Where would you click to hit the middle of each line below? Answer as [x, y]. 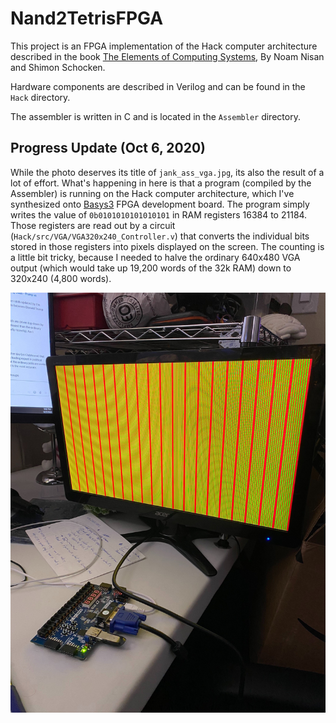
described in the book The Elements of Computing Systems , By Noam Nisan [167, 56]
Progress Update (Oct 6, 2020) [108, 148]
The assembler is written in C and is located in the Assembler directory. [155, 116]
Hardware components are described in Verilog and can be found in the [158, 86]
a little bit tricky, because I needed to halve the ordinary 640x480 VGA [155, 257]
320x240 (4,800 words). [61, 278]
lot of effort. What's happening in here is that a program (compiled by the [161, 183]
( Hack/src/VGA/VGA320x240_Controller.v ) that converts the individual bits [160, 236]
